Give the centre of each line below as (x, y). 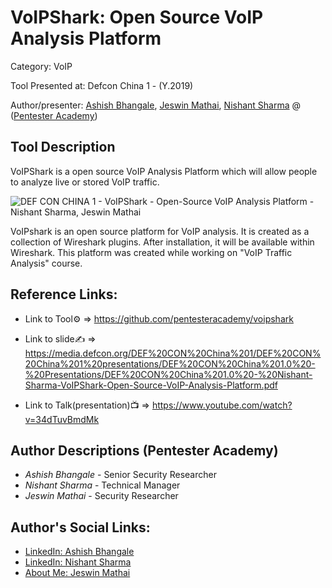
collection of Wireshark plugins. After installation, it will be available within (162, 242)
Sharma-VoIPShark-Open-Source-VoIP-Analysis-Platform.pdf (151, 385)
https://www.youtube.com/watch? (222, 405)
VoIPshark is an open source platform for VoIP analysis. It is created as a (160, 231)
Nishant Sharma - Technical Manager (102, 485)
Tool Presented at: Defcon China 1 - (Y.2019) (102, 85)
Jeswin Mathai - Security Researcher (101, 496)
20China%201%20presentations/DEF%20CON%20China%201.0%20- (170, 363)
